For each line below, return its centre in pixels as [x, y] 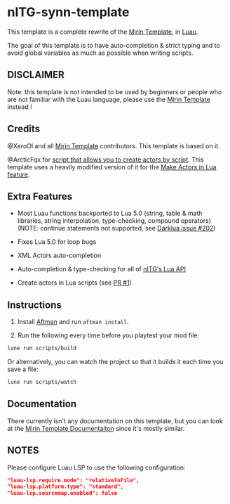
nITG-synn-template [68, 12]
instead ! [20, 107]
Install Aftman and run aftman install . [73, 322]
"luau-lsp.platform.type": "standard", [66, 487]
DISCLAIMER [36, 75]
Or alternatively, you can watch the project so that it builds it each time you [115, 362]
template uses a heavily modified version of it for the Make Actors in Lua [112, 167]
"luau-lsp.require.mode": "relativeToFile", [73, 480]
